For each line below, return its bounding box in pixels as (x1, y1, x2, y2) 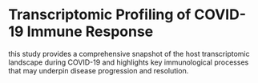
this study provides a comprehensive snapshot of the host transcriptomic (8, 49, 250, 58)
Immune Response (26, 22, 154, 41)
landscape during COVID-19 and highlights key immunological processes (8, 57, 249, 67)
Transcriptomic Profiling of (8, 6, 191, 24)
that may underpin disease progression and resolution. (8, 65, 189, 75)
